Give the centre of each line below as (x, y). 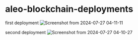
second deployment (26, 32)
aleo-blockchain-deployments (69, 9)
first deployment (22, 23)
